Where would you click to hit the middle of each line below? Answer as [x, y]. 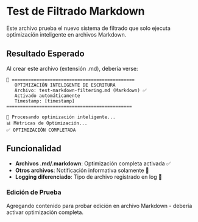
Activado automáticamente [47, 96]
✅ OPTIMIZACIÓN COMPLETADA [41, 130]
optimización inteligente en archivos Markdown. [66, 34]
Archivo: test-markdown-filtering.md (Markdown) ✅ [81, 90]
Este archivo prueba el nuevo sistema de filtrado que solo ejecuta [88, 28]
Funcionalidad [34, 149]
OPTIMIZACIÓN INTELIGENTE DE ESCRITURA [65, 85]
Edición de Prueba [34, 192]
